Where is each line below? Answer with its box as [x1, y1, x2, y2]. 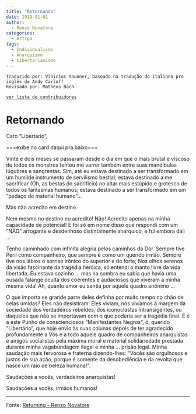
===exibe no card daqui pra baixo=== [6, 144, 98, 151]
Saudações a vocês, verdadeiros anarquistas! [6, 374, 116, 381]
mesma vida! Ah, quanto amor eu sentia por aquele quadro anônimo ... [6, 282, 175, 289]
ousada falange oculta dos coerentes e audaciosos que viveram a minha [6, 276, 181, 284]
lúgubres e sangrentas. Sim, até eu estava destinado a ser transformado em [6, 168, 188, 175]
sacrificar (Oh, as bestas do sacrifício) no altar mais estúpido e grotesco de [6, 180, 188, 187]
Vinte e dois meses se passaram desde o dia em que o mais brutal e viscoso [6, 156, 190, 163]
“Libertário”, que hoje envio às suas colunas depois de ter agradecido [6, 325, 173, 332]
